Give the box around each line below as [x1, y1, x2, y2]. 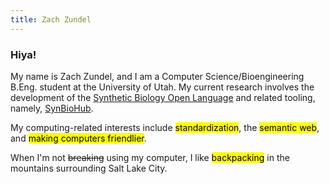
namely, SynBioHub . [10, 102, 94, 114]
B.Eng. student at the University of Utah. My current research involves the [10, 81, 315, 93]
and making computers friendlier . [10, 132, 147, 144]
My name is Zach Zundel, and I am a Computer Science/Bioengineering [10, 70, 305, 82]
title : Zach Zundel [10, 14, 92, 25]
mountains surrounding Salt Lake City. [10, 162, 168, 174]
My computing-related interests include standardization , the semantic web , [10, 121, 320, 133]
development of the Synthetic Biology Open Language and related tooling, [10, 91, 316, 103]
